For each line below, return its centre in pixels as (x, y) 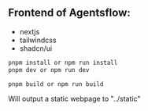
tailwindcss (38, 40)
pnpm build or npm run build (56, 84)
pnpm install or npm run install (63, 63)
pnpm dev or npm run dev (49, 70)
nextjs (30, 31)
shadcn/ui (36, 48)
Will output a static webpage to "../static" (74, 99)
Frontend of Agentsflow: (70, 13)
